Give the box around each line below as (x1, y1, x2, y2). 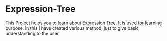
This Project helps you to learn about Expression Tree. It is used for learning (5, 20, 162, 26)
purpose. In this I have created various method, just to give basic (5, 25, 139, 31)
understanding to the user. (5, 30, 60, 36)
